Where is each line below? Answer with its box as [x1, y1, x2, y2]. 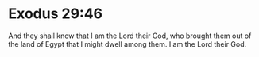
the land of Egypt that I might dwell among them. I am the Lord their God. [8, 39, 247, 48]
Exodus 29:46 [8, 5, 103, 23]
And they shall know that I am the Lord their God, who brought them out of [8, 31, 252, 40]
